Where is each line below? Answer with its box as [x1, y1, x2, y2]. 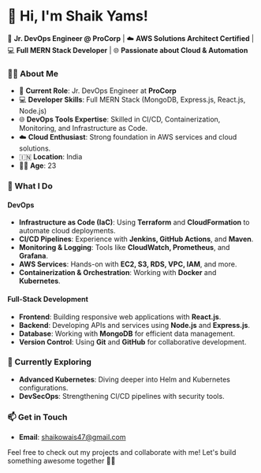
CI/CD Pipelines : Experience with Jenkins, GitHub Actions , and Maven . [18, 234, 254, 244]
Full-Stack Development [7, 294, 88, 304]
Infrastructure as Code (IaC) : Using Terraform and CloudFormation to [18, 218, 250, 227]
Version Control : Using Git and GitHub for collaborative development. [18, 337, 247, 346]
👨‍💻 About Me [7, 68, 58, 79]
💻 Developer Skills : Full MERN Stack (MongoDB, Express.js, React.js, [18, 95, 246, 105]
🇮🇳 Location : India [18, 152, 83, 162]
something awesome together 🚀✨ [7, 456, 116, 466]
